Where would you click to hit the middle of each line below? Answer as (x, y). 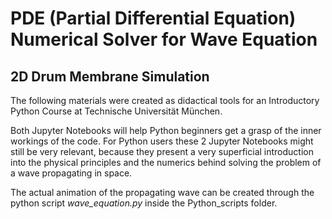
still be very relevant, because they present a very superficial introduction (162, 151)
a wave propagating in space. (71, 173)
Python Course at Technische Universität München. (116, 111)
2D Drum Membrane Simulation (110, 76)
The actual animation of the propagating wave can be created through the (162, 192)
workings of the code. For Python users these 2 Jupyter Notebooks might (162, 141)
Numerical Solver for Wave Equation (164, 39)
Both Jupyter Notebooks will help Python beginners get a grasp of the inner (166, 130)
